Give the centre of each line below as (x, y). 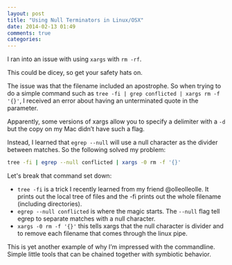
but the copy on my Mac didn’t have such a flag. (76, 129)
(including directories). (50, 204)
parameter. (23, 108)
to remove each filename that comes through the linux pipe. (102, 233)
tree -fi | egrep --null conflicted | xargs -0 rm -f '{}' (94, 163)
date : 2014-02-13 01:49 (42, 26)
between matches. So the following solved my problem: (87, 150)
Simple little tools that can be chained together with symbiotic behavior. (109, 254)
